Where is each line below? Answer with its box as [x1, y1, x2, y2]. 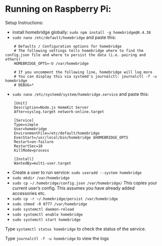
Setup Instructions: [5, 20, 44, 26]
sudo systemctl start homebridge [12, 217, 81, 222]
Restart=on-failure [14, 139, 54, 144]
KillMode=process [14, 148, 50, 153]
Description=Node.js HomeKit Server [14, 105, 89, 110]
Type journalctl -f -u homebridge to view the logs [5, 235, 109, 241]
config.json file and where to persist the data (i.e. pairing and [5, 53, 146, 57]
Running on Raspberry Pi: [5, 3, 111, 15]
